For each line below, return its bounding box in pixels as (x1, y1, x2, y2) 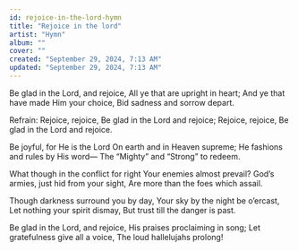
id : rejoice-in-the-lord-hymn (9, 13, 123, 22)
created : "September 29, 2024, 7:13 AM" (9, 55, 163, 64)
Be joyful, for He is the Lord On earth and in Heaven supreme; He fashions (9, 141, 284, 152)
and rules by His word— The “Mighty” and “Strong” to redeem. (9, 151, 241, 161)
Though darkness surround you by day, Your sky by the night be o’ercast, (9, 195, 280, 206)
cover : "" (9, 47, 47, 56)
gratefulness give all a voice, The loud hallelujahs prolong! (9, 231, 224, 242)
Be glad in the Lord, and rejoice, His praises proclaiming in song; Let (9, 221, 261, 233)
